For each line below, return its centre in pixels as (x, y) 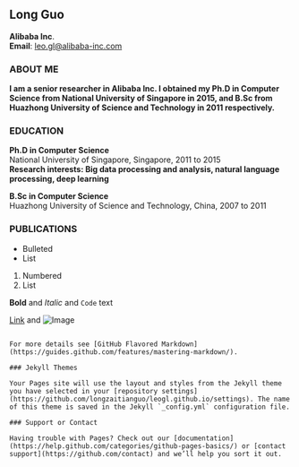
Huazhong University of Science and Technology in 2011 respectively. (142, 108)
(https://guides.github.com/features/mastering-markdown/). (124, 352)
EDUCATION (37, 131)
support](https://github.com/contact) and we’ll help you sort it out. (145, 454)
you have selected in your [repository (84, 391)
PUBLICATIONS (43, 229)
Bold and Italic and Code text (61, 302)
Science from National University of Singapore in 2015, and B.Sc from (141, 99)
